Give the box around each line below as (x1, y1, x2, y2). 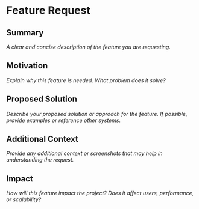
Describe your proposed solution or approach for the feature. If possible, (6, 110, 188, 117)
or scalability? (6, 196, 42, 203)
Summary (6, 28, 44, 38)
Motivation (6, 61, 48, 71)
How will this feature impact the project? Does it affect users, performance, (6, 190, 194, 197)
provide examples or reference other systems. (6, 117, 121, 124)
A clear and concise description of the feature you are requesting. (6, 43, 171, 50)
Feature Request (6, 4, 90, 17)
